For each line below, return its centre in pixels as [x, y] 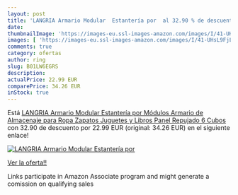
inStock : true [28, 93]
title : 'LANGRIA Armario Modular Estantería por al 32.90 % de [106, 20]
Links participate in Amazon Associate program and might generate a [108, 177]
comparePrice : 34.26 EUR [44, 86]
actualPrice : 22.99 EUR [42, 79]
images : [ [22, 40]
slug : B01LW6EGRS [33, 66]
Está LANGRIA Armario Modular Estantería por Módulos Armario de [106, 113]
